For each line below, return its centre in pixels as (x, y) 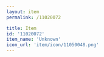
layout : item (23, 12)
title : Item (21, 28)
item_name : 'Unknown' (34, 40)
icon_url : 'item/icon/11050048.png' (53, 45)
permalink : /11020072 (34, 17)
